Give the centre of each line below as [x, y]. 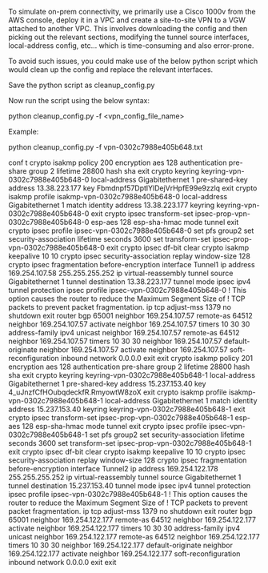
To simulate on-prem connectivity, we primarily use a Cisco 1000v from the [132, 12]
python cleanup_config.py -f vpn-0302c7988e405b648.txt [106, 147]
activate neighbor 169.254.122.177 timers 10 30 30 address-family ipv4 [124, 528]
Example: [24, 132]
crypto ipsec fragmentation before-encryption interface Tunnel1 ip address [132, 264]
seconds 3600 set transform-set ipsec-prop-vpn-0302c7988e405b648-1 [130, 443]
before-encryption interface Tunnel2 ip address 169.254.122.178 [113, 469]
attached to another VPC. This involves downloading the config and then [128, 28]
